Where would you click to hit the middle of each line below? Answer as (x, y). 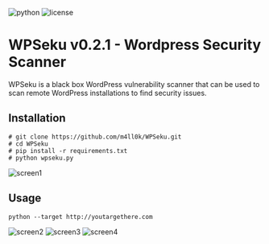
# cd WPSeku (28, 144)
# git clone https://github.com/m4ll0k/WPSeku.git (95, 137)
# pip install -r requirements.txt (68, 151)
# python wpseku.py (41, 158)
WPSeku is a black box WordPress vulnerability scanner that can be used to (134, 84)
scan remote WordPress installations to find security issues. (108, 93)
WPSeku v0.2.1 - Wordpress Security (135, 45)
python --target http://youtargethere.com (81, 217)
